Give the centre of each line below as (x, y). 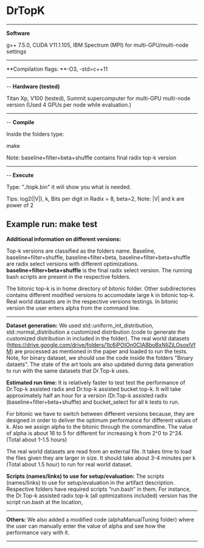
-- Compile (20, 122)
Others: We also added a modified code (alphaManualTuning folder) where (100, 519)
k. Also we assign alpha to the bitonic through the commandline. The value (100, 426)
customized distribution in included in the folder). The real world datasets (98, 338)
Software (18, 33)
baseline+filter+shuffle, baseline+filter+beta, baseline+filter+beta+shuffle (98, 257)
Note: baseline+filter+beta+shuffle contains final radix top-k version (91, 157)
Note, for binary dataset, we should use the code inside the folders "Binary (100, 357)
